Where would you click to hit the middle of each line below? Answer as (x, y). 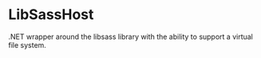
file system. (27, 44)
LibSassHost (51, 15)
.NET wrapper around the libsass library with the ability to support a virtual (130, 37)
